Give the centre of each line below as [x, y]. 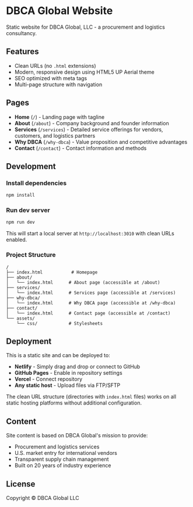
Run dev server [28, 210]
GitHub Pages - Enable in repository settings [68, 373]
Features [22, 52]
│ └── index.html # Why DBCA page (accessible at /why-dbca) [91, 303]
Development [31, 166]
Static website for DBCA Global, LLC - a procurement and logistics [85, 27]
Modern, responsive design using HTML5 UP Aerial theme [84, 72]
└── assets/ [20, 318]
